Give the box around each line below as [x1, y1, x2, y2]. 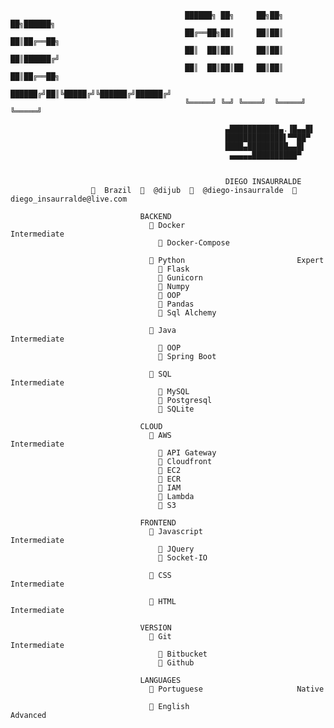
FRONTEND [139, 518, 177, 528]
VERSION [139, 623, 172, 633]
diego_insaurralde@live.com [10, 194, 128, 204]
